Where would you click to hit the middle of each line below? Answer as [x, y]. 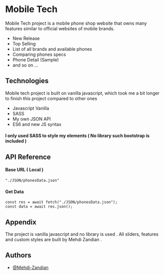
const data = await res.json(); [39, 207]
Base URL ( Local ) [24, 170]
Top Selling [24, 43]
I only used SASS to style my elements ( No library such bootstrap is [77, 136]
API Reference [28, 157]
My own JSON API [32, 119]
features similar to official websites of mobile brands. [60, 28]
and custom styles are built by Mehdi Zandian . [53, 239]
